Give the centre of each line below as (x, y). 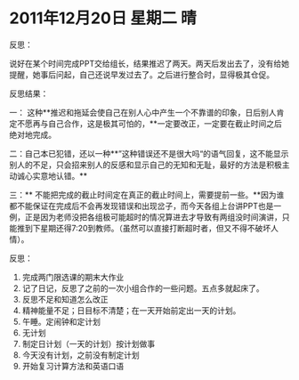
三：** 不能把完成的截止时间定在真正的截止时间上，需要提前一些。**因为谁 (147, 194)
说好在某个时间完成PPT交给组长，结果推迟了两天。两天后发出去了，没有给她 (149, 63)
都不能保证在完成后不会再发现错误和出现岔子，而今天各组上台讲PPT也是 (141, 206)
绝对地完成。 (32, 134)
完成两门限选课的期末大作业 (73, 277)
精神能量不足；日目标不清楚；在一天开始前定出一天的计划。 (131, 310)
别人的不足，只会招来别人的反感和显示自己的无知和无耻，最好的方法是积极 (145, 165)
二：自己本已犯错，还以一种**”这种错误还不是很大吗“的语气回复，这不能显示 (149, 153)
